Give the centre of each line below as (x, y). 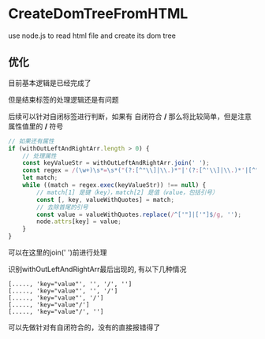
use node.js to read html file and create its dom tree (92, 35)
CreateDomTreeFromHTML (98, 14)
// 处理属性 (39, 156)
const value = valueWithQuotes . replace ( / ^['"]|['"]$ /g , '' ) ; (139, 214)
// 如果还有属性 (31, 141)
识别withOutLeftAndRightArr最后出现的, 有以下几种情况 (97, 269)
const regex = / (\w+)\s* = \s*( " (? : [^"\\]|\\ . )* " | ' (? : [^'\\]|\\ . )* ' (134, 170)
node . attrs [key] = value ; (79, 222)
